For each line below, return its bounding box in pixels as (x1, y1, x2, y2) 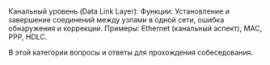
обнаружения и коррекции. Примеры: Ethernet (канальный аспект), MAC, (8, 23, 263, 33)
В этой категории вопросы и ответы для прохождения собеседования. (8, 47, 253, 57)
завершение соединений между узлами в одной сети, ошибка (8, 15, 225, 24)
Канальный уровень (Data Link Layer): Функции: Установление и (8, 6, 230, 16)
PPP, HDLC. (8, 32, 48, 42)
